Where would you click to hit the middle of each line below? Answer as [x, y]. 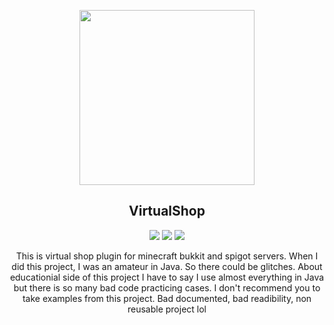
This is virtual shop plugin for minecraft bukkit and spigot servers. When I [167, 256]
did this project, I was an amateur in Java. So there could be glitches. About [167, 266]
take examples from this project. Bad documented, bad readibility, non [167, 298]
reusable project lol [167, 309]
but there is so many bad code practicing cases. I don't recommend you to [167, 287]
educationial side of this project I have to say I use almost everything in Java [167, 277]
